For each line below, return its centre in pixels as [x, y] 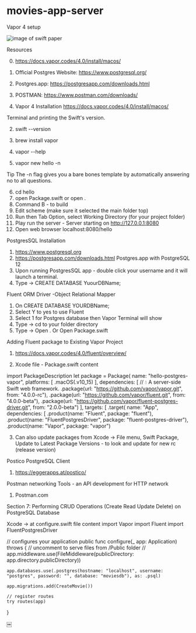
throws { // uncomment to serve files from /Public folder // [76, 548]
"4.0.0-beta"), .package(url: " [42, 401]
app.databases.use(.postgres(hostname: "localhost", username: [85, 571]
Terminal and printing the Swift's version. [56, 118]
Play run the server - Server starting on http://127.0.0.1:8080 [87, 223]
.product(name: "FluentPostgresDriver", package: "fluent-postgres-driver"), [97, 419]
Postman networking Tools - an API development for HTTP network [87, 483]
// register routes [30, 596]
